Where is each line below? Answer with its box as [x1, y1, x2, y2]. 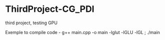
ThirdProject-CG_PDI [5, 3, 94, 15]
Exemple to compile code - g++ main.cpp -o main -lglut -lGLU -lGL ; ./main [5, 29, 160, 35]
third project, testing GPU [5, 20, 58, 26]
